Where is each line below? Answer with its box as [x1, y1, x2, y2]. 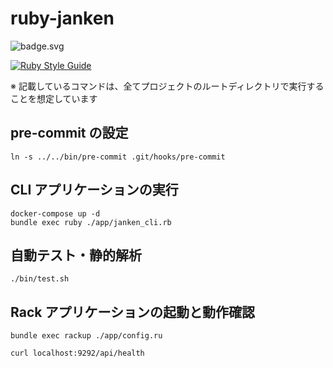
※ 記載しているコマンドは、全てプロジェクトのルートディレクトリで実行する [10, 80, 325, 92]
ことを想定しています [10, 92, 98, 104]
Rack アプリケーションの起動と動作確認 [10, 303, 255, 321]
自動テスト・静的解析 [10, 247, 142, 264]
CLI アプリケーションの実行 [10, 182, 179, 199]
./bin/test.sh [10, 274, 70, 284]
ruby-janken [10, 7, 115, 30]
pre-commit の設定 [10, 125, 129, 142]
